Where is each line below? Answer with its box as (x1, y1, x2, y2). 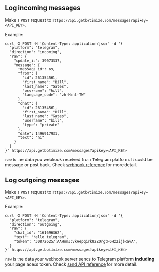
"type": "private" (22, 122, 60, 127)
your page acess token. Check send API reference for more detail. (5, 261, 138, 267)
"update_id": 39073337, (14, 58, 62, 63)
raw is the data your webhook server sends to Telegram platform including (5, 256, 155, 262)
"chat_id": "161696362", (14, 230, 64, 235)
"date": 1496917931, (18, 131, 60, 136)
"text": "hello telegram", (14, 234, 69, 239)
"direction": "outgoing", (9, 222, 62, 227)
